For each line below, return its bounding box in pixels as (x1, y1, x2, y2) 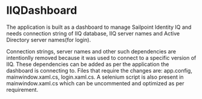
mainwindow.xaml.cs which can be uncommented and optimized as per (6, 79, 184, 87)
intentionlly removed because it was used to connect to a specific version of (6, 54, 197, 61)
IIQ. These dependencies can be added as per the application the (6, 61, 169, 68)
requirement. (6, 86, 38, 93)
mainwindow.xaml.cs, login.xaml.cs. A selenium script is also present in (6, 73, 184, 80)
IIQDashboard (6, 4, 77, 17)
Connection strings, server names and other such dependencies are (6, 47, 177, 55)
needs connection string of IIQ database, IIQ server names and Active (6, 29, 180, 37)
